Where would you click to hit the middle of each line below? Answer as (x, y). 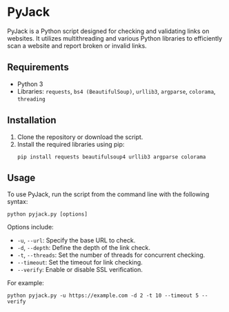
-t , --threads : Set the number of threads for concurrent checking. (111, 255)
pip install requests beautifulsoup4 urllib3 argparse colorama (111, 157)
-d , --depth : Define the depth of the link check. (83, 248)
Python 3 (30, 84)
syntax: (18, 202)
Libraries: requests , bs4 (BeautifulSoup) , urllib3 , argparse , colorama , (116, 91)
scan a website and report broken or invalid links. (77, 45)
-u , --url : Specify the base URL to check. (76, 240)
